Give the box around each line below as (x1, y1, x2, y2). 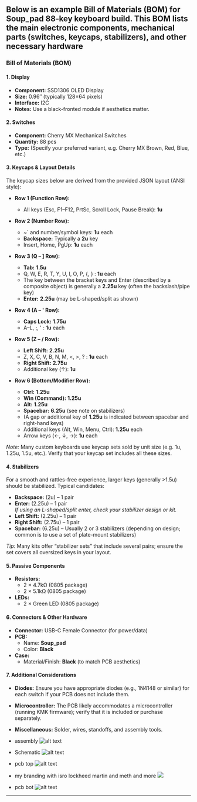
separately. (14, 715, 42, 722)
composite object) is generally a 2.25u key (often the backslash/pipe (23, 282, 191, 289)
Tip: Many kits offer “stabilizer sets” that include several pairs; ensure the (6, 542, 184, 550)
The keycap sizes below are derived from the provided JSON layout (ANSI (6, 177, 185, 184)
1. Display (6, 73, 30, 80)
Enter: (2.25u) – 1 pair (14, 500, 67, 507)
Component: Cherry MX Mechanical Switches (14, 132, 127, 139)
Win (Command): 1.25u (23, 395, 81, 402)
